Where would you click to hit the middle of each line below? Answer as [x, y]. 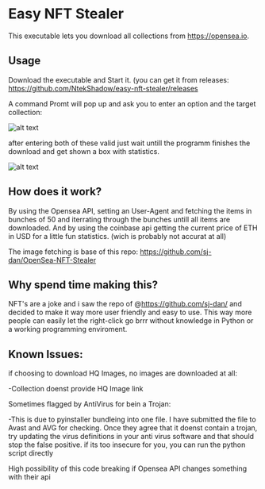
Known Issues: [46, 354]
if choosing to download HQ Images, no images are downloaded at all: [123, 373]
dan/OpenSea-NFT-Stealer [52, 260]
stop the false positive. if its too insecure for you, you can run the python [127, 445]
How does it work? [55, 192]
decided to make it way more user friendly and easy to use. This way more [130, 312]
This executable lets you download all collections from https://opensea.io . [129, 36]
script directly [31, 453]
